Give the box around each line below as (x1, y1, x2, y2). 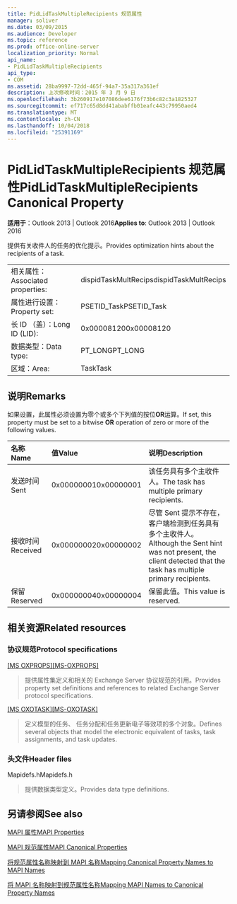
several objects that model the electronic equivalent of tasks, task (24, 727, 217, 736)
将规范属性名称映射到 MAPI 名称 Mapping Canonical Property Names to (7, 857, 214, 867)
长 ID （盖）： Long (11, 320, 71, 330)
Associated (11, 276, 48, 286)
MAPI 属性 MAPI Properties (7, 828, 85, 836)
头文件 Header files (7, 754, 72, 764)
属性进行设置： (11, 298, 61, 308)
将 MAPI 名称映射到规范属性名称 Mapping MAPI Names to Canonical (7, 880, 204, 888)
